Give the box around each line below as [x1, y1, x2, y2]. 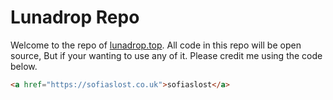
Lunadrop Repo [10, 6, 140, 29]
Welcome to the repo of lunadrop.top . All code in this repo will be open [10, 39, 302, 51]
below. [10, 60, 38, 72]
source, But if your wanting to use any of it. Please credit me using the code [10, 49, 323, 61]
